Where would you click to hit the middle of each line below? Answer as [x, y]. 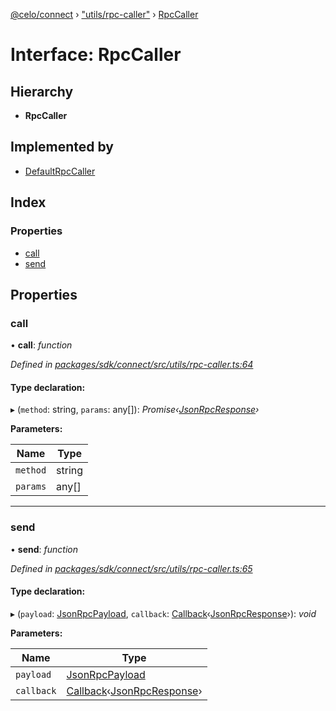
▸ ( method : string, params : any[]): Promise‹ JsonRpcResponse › [135, 410]
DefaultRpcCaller [60, 171]
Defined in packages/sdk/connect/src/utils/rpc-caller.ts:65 [131, 568]
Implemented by [62, 147]
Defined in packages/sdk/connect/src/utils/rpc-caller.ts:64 [132, 365]
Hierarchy [42, 91]
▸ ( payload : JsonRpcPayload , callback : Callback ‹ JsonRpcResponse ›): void [163, 613]
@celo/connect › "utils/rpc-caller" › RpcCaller [104, 14]
